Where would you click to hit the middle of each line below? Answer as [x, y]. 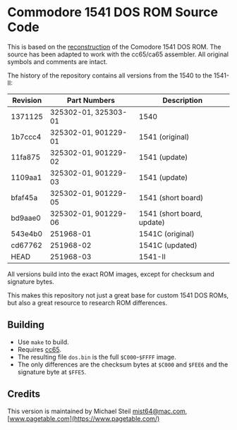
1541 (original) [164, 137]
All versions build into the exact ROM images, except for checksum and [111, 274]
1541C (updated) [168, 245]
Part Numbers [91, 100]
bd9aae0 [26, 218]
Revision [27, 100]
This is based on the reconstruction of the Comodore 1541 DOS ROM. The [114, 47]
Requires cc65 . [39, 349]
